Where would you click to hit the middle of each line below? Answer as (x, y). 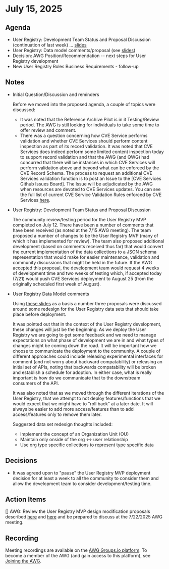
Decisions (21, 461)
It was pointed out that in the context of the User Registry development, (87, 324)
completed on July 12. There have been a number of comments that (83, 225)
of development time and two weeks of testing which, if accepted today (87, 273)
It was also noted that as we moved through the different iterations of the (88, 393)
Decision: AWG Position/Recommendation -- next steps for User (79, 56)
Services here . (35, 200)
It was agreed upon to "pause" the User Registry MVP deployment (81, 472)
